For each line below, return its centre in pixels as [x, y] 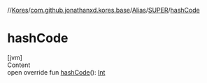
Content [19, 65]
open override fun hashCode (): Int [56, 72]
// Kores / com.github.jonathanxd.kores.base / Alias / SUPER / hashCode [104, 10]
